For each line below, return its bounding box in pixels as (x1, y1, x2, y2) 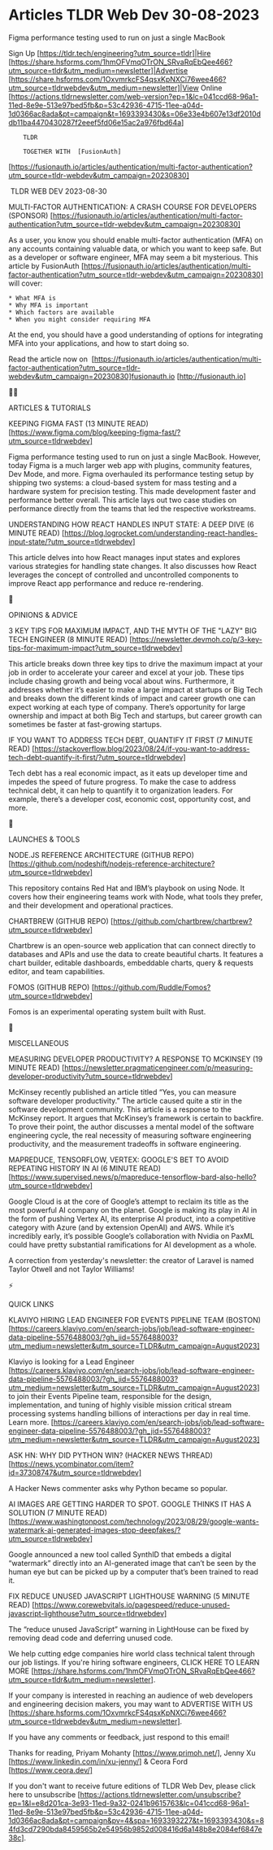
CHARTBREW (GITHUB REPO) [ (8, 916, 114, 925)
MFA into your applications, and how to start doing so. (8, 338, 189, 348)
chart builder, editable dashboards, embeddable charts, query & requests (8, 958, 253, 968)
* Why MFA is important (8, 301, 89, 309)
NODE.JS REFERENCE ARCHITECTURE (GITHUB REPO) (8, 850, 195, 859)
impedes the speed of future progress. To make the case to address (8, 776, 236, 786)
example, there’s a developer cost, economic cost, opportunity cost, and (8, 794, 251, 803)
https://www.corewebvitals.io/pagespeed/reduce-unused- (34, 1599, 230, 1609)
